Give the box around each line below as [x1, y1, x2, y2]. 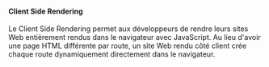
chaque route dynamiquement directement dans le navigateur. [8, 49, 216, 59]
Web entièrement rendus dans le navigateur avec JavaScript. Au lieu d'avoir [8, 33, 261, 42]
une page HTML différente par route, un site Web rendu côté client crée [8, 41, 247, 51]
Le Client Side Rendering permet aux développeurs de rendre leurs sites [8, 24, 249, 33]
